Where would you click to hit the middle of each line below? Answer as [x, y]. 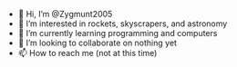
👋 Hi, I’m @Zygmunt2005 [65, 14]
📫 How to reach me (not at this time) [88, 53]
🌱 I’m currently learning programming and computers [118, 33]
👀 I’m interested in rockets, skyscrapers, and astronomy [123, 24]
